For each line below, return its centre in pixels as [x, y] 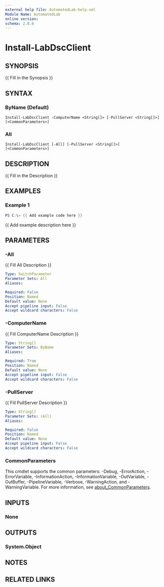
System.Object [23, 547]
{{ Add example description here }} [41, 225]
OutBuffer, [16, 482]
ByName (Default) [27, 107]
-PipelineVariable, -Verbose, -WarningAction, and [77, 482]
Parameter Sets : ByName [30, 347]
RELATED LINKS [30, 579]
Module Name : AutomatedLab [33, 14]
